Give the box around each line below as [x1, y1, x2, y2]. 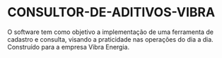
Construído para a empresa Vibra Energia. [7, 42, 129, 51]
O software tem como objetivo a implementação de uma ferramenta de [7, 28, 214, 36]
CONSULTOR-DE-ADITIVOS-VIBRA [7, 4, 216, 21]
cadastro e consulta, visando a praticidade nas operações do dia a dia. [7, 35, 214, 43]
